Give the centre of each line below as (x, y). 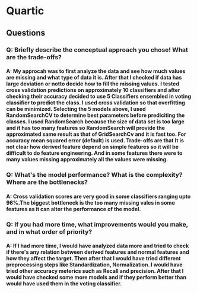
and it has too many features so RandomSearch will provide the (85, 128)
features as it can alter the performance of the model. (74, 209)
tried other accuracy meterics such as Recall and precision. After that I (95, 271)
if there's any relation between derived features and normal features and (98, 252)
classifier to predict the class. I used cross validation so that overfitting (96, 103)
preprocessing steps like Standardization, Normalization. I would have (94, 265)
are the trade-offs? (34, 57)
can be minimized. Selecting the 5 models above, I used (76, 109)
